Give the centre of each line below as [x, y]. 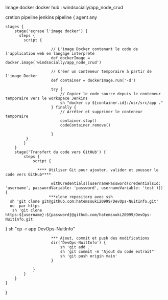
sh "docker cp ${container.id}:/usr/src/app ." [112, 103]
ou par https [25, 206]
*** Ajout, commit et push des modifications [100, 238]
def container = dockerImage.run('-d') [93, 80]
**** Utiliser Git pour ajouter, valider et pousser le [98, 170]
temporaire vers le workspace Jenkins [46, 98]
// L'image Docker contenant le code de [94, 49]
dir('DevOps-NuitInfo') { [78, 243]
